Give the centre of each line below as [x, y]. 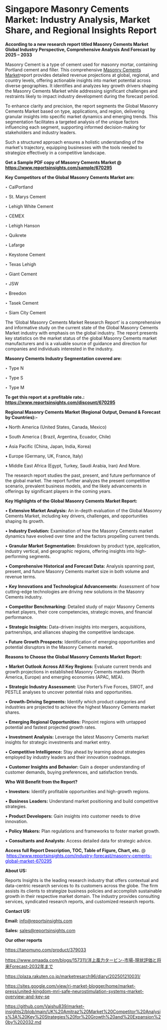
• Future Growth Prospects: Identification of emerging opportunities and [80, 641]
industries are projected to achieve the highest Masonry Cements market [80, 707]
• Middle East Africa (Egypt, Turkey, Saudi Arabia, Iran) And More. [73, 465]
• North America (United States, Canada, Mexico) [56, 427]
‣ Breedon [16, 293]
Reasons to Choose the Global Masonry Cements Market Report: [74, 656]
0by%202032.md [23, 1022]
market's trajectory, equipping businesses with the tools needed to [74, 147]
